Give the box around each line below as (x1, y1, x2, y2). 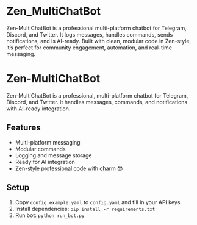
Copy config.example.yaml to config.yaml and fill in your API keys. (15, 198, 182, 205)
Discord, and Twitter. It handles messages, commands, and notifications (6, 98, 188, 105)
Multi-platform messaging (15, 138, 81, 146)
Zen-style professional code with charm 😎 (15, 165, 123, 172)
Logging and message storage (15, 151, 92, 159)
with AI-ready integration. (6, 105, 71, 112)
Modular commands (15, 145, 66, 152)
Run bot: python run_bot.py (15, 212, 85, 219)
